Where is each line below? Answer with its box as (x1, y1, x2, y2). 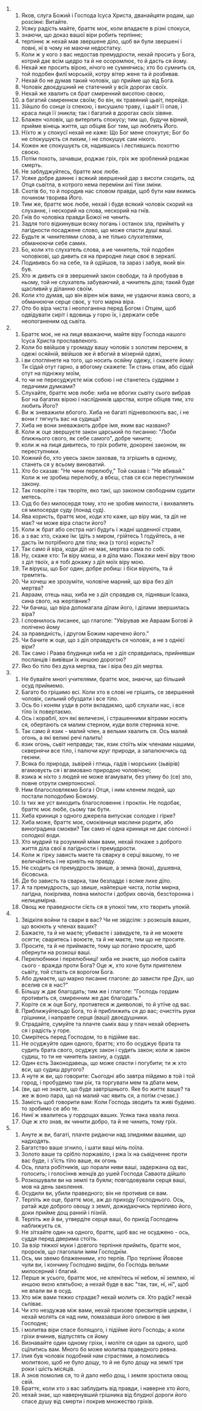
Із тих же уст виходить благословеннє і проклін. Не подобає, (21, 799, 182, 806)
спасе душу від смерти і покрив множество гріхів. (21, 1398, 154, 1405)
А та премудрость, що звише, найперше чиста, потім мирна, (21, 884, 181, 890)
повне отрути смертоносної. (21, 780, 96, 786)
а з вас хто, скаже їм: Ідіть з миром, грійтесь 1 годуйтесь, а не (21, 532, 185, 540)
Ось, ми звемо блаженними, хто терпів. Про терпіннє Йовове (21, 1255, 184, 1262)
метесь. (21, 493, 42, 500)
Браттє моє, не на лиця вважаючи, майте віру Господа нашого (21, 331, 186, 337)
